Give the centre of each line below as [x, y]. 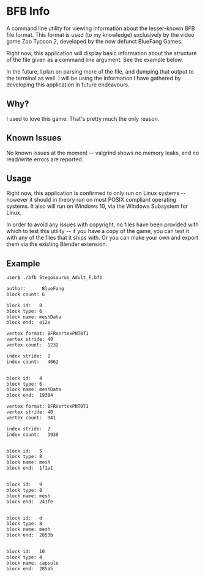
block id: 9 [24, 485]
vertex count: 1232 [33, 345]
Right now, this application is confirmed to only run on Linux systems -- [96, 193]
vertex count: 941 [31, 418]
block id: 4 [24, 378]
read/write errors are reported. [45, 159]
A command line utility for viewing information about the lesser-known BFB [101, 28]
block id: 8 [24, 305]
